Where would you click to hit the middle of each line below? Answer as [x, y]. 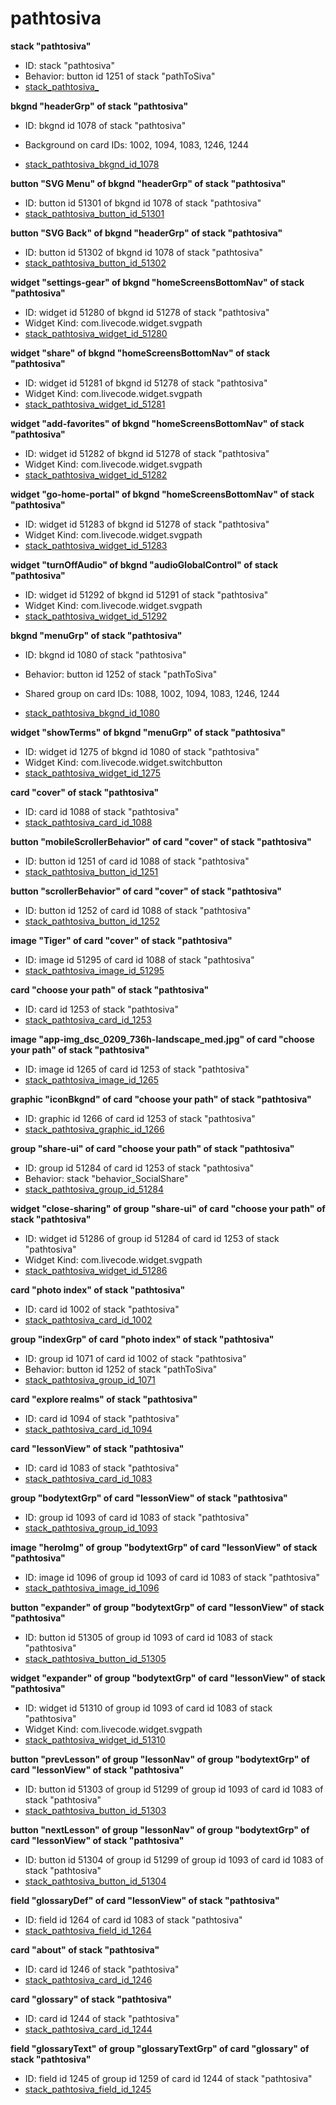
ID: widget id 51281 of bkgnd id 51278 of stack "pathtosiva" [146, 383]
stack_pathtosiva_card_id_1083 [88, 1478]
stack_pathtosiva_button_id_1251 [91, 871]
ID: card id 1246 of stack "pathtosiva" [102, 1969]
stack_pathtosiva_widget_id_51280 [96, 333]
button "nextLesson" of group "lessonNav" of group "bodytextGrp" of [160, 1829]
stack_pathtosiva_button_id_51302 [95, 263]
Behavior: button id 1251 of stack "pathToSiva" [120, 76]
